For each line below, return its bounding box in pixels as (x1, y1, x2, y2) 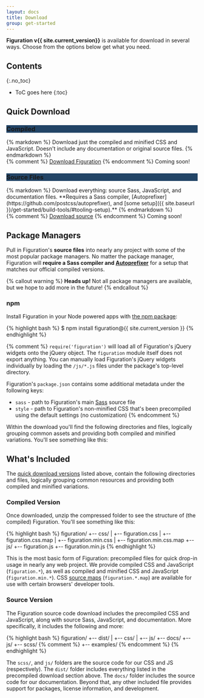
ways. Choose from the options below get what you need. (6, 43, 151, 50)
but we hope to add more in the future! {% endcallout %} (6, 284, 149, 291)
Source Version (6, 596, 53, 604)
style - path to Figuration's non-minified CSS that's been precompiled (15, 405, 191, 412)
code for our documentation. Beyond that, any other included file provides (6, 678, 192, 685)
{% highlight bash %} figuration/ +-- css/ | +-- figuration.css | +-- (6, 530, 171, 538)
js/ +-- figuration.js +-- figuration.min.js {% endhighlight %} (6, 543, 156, 550)
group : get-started (6, 20, 56, 26)
